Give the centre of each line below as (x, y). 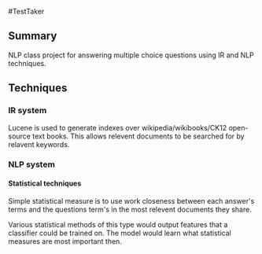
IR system (28, 111)
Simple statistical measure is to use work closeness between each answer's (131, 201)
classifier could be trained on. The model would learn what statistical (120, 233)
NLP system (31, 164)
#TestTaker (26, 11)
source (20, 136)
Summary (33, 36)
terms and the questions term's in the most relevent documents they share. (130, 209)
